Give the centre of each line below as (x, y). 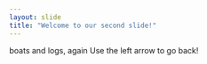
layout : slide (36, 17)
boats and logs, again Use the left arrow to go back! (104, 50)
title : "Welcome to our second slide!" (83, 25)
